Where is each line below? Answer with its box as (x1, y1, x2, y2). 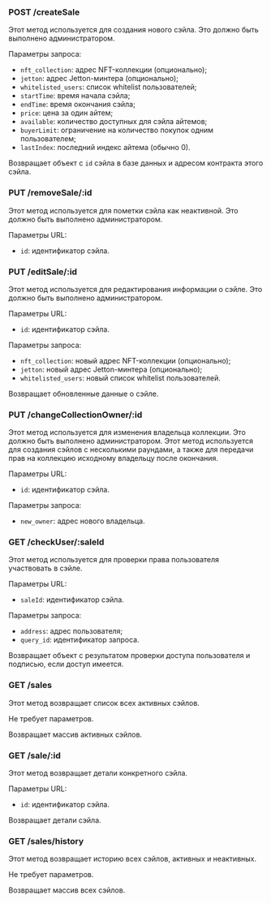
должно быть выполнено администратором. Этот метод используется (8, 436, 254, 446)
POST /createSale (8, 6, 80, 18)
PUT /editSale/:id (8, 266, 78, 277)
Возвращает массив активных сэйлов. (8, 729, 143, 739)
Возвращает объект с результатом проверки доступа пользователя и (8, 651, 251, 660)
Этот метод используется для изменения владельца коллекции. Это (8, 428, 246, 437)
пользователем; (19, 134, 77, 144)
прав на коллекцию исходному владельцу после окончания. (8, 454, 219, 463)
